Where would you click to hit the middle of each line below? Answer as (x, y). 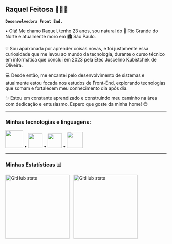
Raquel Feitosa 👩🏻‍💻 (37, 9)
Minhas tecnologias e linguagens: (48, 122)
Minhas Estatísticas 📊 (34, 165)
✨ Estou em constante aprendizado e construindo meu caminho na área (81, 98)
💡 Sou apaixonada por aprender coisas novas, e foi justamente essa (77, 48)
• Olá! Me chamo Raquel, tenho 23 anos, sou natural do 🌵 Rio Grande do (82, 31)
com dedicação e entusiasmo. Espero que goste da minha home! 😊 (77, 104)
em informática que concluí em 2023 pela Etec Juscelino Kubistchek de (81, 59)
